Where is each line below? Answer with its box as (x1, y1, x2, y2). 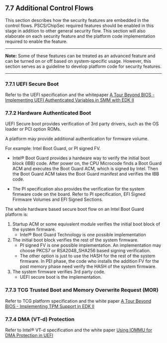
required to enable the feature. (5, 38, 68, 44)
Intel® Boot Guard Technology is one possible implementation (19, 232, 147, 238)
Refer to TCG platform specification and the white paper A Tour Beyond (5, 298, 152, 304)
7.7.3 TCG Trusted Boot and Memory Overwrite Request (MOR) (5, 287, 159, 294)
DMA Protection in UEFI (5, 333, 54, 338)
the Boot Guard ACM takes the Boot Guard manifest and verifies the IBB (12, 171, 160, 177)
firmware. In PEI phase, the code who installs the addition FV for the (19, 258, 159, 264)
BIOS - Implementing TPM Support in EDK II (5, 303, 94, 309)
